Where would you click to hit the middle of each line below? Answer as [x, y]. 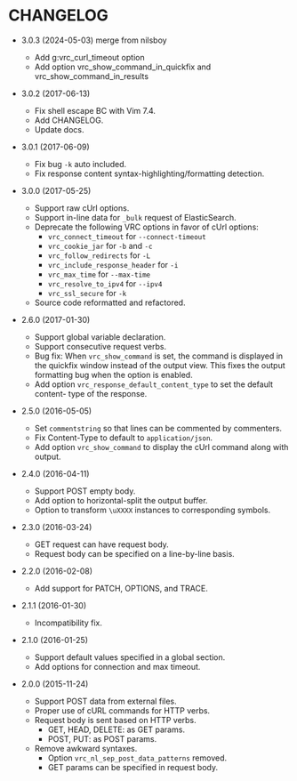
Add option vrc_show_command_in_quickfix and [123, 67]
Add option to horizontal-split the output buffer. [121, 500]
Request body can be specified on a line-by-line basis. [134, 553]
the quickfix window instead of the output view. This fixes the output [160, 365]
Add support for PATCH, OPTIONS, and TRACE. [121, 588]
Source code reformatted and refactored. [110, 302]
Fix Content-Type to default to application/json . [124, 438]
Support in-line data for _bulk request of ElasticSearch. [135, 217]
